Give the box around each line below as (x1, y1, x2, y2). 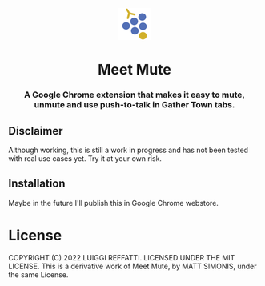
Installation (8, 177, 66, 191)
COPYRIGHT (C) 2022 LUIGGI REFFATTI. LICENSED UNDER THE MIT (8, 252, 235, 262)
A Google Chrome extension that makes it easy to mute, (23, 89, 246, 100)
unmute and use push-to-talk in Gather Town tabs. (34, 99, 235, 111)
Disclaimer (8, 124, 63, 138)
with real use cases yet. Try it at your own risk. (8, 153, 163, 163)
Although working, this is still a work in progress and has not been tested (8, 145, 249, 155)
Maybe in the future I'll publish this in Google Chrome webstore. (8, 198, 219, 207)
